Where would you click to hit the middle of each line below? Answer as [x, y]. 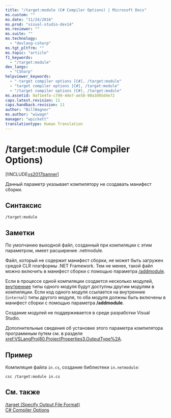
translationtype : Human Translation [44, 124]
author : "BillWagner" [28, 110]
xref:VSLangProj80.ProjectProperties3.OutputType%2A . [64, 339]
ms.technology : [21, 39]
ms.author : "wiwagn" [27, 115]
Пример [19, 355]
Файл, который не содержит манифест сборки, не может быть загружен [84, 260]
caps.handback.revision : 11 [35, 105]
